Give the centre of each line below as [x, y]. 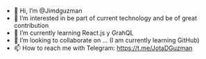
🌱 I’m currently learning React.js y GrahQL [74, 33]
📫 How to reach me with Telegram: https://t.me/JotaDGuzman [103, 48]
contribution [31, 25]
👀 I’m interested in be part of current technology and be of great [105, 18]
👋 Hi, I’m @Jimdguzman [48, 11]
